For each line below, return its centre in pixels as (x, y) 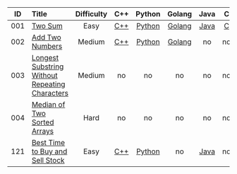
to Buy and (49, 151)
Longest (45, 58)
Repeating (48, 84)
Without (44, 75)
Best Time (48, 143)
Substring (48, 66)
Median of (48, 104)
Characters (50, 93)
